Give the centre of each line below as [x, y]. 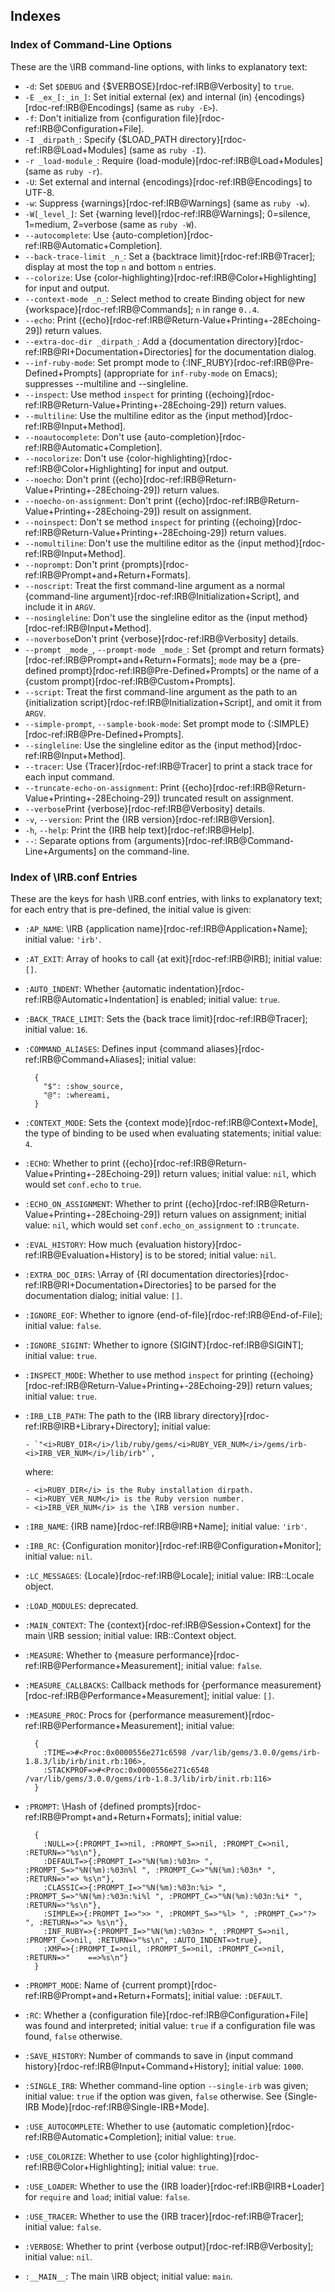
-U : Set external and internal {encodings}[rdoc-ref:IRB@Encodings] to [168, 181]
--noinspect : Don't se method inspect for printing [127, 521]
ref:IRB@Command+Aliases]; [84, 1059]
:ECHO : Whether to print [72, 1163]
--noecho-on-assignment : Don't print [98, 500]
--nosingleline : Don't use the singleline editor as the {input [147, 617]
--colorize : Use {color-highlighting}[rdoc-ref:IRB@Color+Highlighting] [170, 277]
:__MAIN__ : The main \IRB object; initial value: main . [128, 2276]
